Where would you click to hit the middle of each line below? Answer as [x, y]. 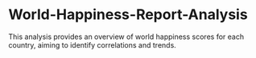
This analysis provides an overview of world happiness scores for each [126, 37]
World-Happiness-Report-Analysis [128, 15]
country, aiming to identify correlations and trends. [93, 44]
